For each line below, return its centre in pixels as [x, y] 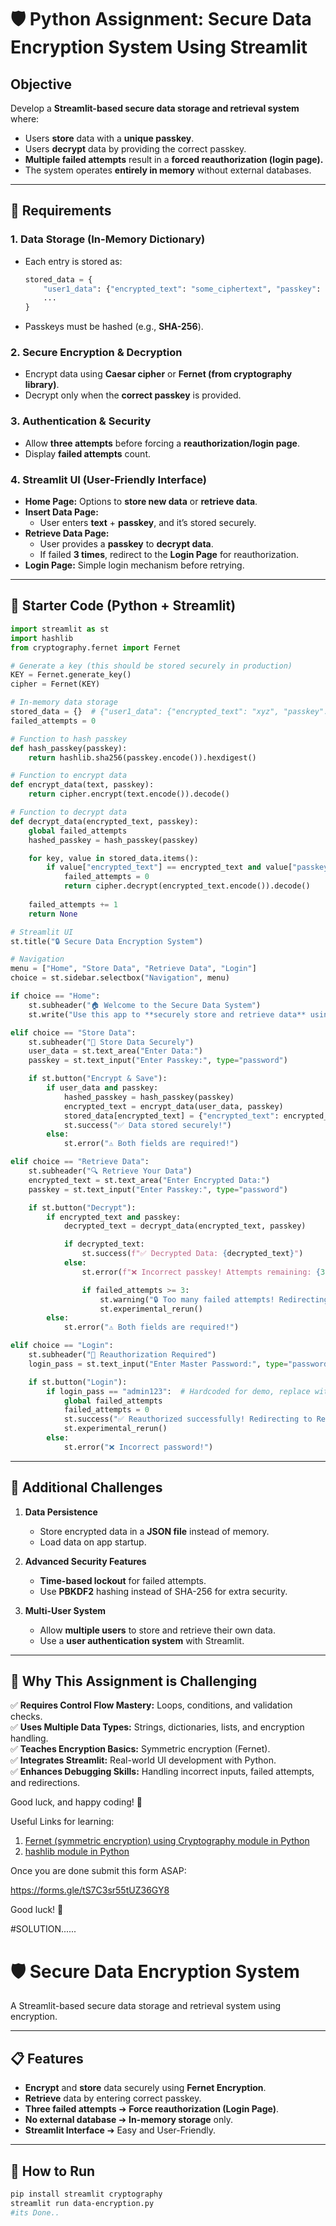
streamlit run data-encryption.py [82, 2203]
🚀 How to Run [53, 2171]
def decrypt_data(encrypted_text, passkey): [104, 821]
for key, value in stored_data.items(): [113, 858]
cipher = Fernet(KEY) [55, 684]
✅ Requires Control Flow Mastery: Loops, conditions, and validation [151, 1705]
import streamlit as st [60, 629]
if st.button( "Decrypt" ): [82, 1207]
